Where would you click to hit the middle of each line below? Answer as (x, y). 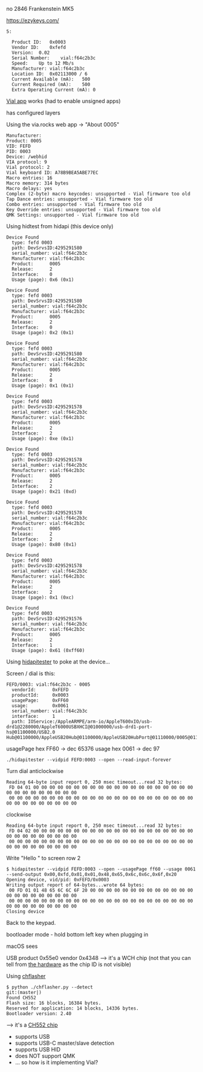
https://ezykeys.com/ (33, 20)
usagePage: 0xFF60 (40, 700)
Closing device (25, 912)
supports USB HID (38, 1049)
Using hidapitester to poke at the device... (58, 662)
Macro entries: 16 (29, 178)
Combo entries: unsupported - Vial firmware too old (74, 205)
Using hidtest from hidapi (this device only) (60, 226)
